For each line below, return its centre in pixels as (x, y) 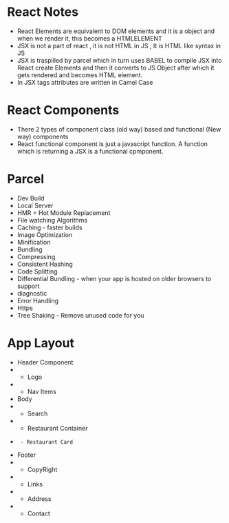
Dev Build (31, 198)
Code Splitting (37, 271)
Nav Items (42, 391)
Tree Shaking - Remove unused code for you (80, 315)
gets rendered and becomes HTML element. (80, 75)
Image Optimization (45, 234)
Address (39, 499)
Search (37, 413)
